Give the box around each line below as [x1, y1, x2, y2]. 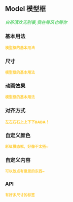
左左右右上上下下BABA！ [5, 119, 50, 125]
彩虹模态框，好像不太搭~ [5, 144, 49, 149]
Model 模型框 [5, 4, 46, 13]
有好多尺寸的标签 [5, 192, 36, 198]
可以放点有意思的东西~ [5, 169, 45, 174]
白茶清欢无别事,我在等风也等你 [5, 19, 68, 25]
